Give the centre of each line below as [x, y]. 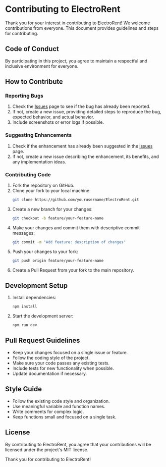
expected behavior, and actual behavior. [53, 117]
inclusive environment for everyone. [42, 66]
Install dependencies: [34, 298]
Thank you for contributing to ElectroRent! [48, 459]
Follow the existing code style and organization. [61, 401]
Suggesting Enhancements [38, 135]
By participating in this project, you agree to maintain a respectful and [76, 61]
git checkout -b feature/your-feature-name [58, 218]
